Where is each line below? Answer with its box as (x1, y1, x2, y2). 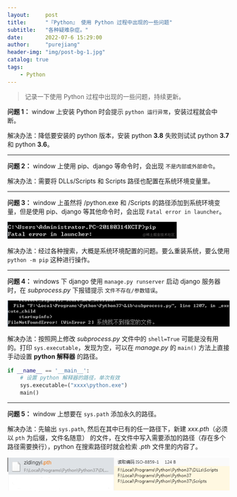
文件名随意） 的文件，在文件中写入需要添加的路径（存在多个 (51, 433, 226, 442)
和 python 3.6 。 (7, 140, 54, 148)
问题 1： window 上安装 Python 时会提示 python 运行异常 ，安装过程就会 (7, 107, 212, 116)
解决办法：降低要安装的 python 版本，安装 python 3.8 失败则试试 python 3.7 (7, 131, 229, 139)
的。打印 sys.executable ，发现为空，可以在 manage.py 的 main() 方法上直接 (7, 343, 230, 351)
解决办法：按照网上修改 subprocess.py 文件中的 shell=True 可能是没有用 (7, 334, 219, 343)
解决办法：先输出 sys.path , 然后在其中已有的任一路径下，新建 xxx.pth (7, 425, 209, 433)
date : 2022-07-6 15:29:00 (7, 34, 102, 41)
